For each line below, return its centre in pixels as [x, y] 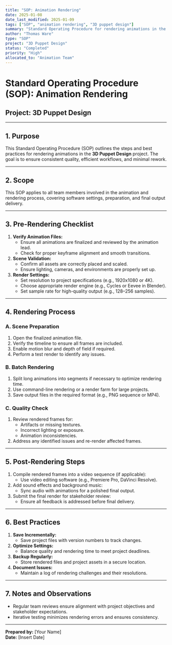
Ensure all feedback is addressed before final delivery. [78, 501]
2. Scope [20, 180]
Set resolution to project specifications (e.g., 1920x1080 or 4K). [87, 280]
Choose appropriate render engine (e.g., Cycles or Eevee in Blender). [93, 285]
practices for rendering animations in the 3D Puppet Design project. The [82, 154]
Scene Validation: [32, 258]
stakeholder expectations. [40, 611]
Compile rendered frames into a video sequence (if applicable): [80, 474]
